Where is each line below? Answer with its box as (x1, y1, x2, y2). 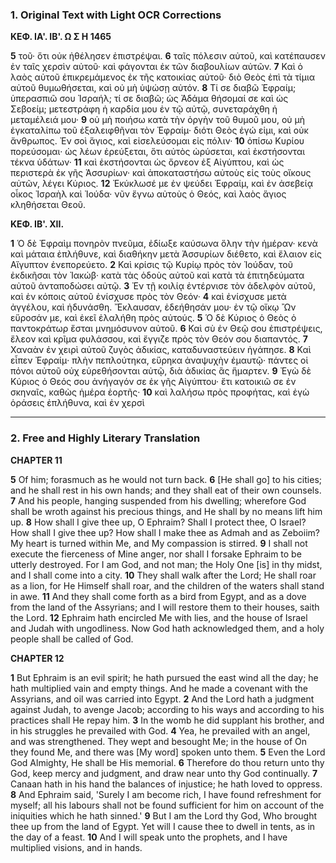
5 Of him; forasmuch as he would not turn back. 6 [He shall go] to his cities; (10, 473, 322, 485)
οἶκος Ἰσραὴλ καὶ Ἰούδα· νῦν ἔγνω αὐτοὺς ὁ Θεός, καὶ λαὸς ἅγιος (10, 188, 287, 200)
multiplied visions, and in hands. (10, 841, 143, 853)
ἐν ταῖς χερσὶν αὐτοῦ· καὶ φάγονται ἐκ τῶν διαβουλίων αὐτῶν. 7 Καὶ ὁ (10, 61, 303, 73)
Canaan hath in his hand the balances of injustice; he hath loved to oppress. (10, 778, 323, 790)
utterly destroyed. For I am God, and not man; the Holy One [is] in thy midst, (10, 558, 323, 570)
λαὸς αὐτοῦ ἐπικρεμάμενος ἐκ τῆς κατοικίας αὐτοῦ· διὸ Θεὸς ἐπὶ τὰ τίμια (10, 71, 316, 83)
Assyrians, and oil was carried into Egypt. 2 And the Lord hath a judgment (10, 693, 315, 705)
